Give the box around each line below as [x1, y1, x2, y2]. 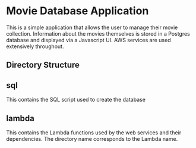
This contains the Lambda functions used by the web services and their [6, 129, 182, 136]
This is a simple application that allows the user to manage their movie [6, 24, 178, 31]
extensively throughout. [6, 43, 64, 50]
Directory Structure [6, 60, 80, 70]
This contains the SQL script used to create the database [6, 96, 146, 103]
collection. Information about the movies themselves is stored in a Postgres [6, 30, 190, 37]
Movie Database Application [6, 4, 149, 18]
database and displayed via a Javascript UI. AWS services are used [6, 36, 171, 43]
